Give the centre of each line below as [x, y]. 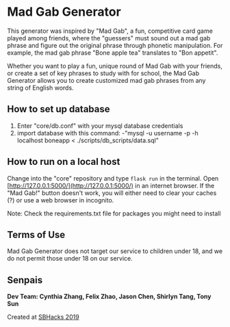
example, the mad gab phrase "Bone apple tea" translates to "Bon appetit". [113, 53]
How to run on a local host [64, 162]
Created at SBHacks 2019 [43, 317]
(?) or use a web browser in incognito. [61, 200]
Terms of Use [36, 234]
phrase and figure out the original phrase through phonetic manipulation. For [115, 45]
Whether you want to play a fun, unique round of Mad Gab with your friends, [115, 66]
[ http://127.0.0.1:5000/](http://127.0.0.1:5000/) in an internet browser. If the [111, 185]
